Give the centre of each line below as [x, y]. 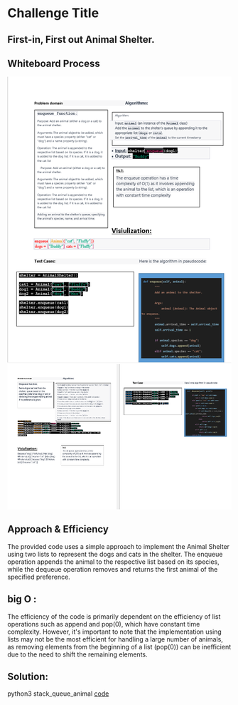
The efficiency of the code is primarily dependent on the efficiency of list [114, 616]
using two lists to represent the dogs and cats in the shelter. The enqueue [115, 554]
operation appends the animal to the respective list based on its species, [114, 562]
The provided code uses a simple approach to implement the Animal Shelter [118, 546]
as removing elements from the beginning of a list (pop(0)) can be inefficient [119, 647]
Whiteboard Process [54, 63]
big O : [22, 599]
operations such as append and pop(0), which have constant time [104, 624]
